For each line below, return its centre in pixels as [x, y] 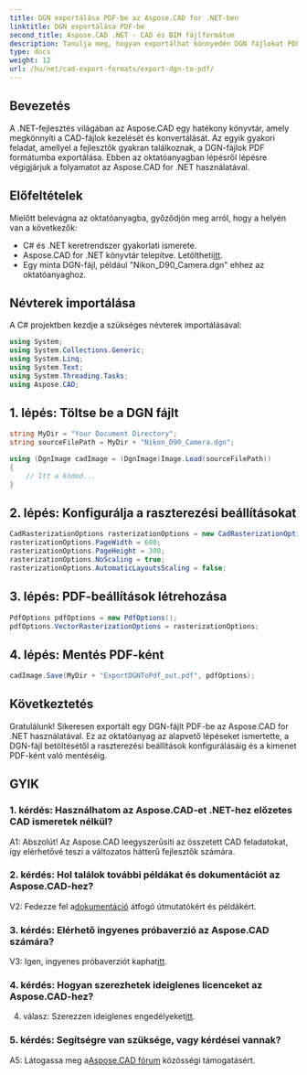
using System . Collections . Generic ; [77, 350]
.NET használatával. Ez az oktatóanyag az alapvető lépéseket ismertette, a [149, 736]
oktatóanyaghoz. [54, 274]
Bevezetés [40, 106]
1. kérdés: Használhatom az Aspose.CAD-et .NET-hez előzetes [151, 811]
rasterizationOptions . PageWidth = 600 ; [85, 543]
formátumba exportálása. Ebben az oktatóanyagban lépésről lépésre [138, 157]
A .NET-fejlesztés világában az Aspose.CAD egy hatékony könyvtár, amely [149, 128]
